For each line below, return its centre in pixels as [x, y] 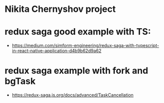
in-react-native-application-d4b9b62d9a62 [57, 51]
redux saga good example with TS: [78, 32]
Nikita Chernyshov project [60, 9]
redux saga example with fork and [77, 71]
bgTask [20, 81]
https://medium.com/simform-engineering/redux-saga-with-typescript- [85, 46]
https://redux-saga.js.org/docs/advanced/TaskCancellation [73, 95]
